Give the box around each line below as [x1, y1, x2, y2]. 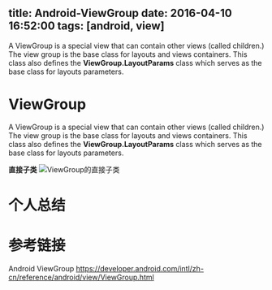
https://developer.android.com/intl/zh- [76, 263, 205, 273]
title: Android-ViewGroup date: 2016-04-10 [8, 6, 233, 20]
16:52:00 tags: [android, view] [8, 19, 165, 33]
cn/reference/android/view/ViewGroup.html [8, 272, 154, 282]
